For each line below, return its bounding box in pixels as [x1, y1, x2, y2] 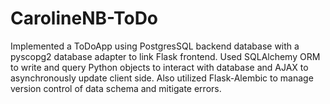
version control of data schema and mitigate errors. [10, 82, 222, 94]
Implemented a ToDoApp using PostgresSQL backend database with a [10, 40, 300, 52]
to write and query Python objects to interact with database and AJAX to [10, 61, 309, 73]
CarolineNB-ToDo [10, 7, 159, 30]
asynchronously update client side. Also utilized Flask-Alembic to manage [10, 72, 314, 84]
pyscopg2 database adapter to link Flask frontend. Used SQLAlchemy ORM [10, 50, 321, 62]
